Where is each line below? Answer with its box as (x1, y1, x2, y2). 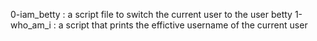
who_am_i (10, 19, 52, 31)
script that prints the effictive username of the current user (65, 19, 308, 31)
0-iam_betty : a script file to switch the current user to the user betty (10, 9, 293, 20)
